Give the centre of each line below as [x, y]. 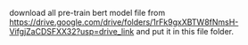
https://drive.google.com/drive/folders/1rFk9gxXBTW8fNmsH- [124, 22]
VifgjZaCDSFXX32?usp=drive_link [72, 31]
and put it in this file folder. [185, 31]
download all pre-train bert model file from [87, 13]
